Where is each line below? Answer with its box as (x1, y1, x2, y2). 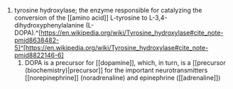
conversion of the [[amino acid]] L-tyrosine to (13, 13, 148, 22)
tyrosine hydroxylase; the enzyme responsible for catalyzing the (13, 6, 202, 14)
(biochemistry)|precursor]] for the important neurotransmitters (24, 66, 208, 74)
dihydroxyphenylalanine (13, 21, 85, 29)
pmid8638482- (13, 36, 59, 44)
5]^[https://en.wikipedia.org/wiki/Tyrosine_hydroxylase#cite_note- (13, 44, 209, 52)
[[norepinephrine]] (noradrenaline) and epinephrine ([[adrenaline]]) (24, 73, 221, 82)
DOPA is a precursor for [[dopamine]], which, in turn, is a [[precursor (24, 59, 226, 66)
